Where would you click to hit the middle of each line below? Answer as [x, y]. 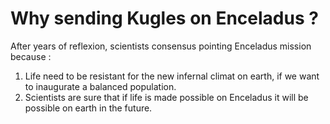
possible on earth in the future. [88, 108]
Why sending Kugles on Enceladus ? [164, 18]
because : [31, 56]
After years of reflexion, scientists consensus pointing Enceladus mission [161, 46]
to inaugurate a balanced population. [100, 86]
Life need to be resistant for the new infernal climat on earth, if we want [172, 76]
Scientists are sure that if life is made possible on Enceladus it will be [166, 97]
